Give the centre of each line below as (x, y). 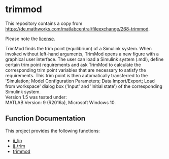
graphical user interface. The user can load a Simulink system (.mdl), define (84, 59)
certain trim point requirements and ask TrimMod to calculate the (73, 65)
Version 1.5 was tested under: (36, 97)
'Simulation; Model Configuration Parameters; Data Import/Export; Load (80, 81)
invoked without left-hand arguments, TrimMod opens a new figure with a (82, 54)
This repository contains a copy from (44, 23)
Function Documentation (45, 119)
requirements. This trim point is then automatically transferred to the (77, 75)
